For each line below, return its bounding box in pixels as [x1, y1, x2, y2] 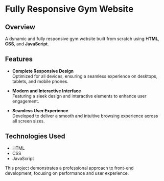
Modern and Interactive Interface [12, 88, 81, 94]
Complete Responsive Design [12, 68, 74, 74]
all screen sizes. [12, 118, 45, 124]
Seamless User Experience [12, 107, 69, 113]
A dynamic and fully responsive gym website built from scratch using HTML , [5, 36, 160, 41]
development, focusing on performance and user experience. [5, 170, 129, 176]
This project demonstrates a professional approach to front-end [5, 165, 134, 171]
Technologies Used [5, 132, 65, 141]
